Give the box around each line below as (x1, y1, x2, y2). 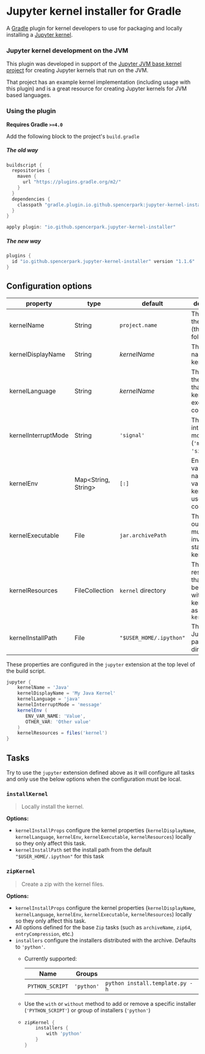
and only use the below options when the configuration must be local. (6, 775, 182, 783)
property (26, 299, 52, 308)
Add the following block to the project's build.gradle (6, 133, 140, 140)
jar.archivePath (119, 532, 167, 539)
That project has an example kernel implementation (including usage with (6, 78, 191, 86)
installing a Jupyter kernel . (6, 31, 73, 38)
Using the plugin (6, 107, 56, 116)
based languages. (6, 92, 52, 99)
